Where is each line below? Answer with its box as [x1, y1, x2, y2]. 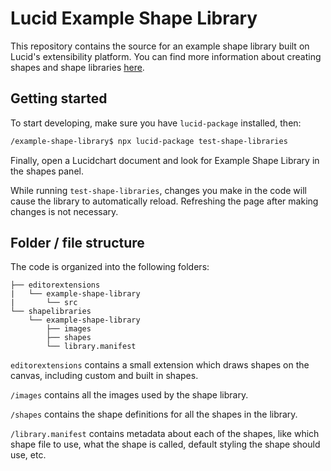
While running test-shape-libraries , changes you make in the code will [10, 184, 307, 196]
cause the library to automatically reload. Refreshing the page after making [10, 195, 319, 207]
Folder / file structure [10, 235, 145, 252]
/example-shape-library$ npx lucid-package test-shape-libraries [10, 136, 288, 146]
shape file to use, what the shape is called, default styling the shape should [10, 438, 321, 451]
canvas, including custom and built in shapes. [10, 370, 199, 382]
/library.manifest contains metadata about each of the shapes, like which [10, 428, 320, 440]
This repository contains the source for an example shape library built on [10, 40, 310, 52]
